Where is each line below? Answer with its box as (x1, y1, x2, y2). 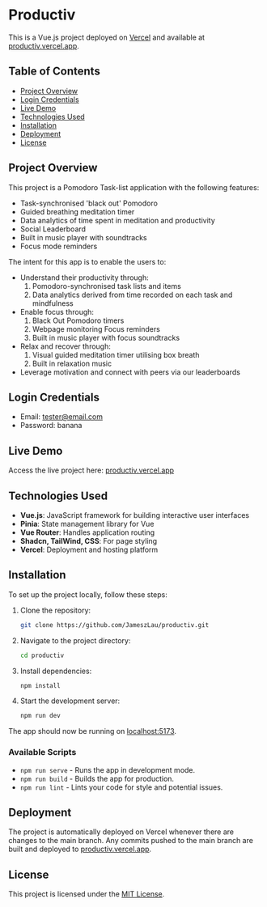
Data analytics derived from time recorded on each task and (32, 290, 233, 299)
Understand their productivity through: (19, 273, 149, 282)
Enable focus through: (19, 307, 95, 316)
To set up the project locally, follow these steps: (8, 589, 168, 600)
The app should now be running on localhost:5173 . (8, 727, 176, 736)
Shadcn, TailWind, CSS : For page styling (19, 536, 158, 545)
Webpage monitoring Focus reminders (32, 324, 160, 333)
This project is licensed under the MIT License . (8, 889, 165, 899)
